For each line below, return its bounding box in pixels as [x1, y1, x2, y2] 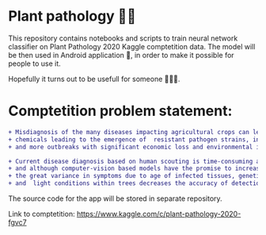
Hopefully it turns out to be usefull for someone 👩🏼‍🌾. [8, 74, 180, 83]
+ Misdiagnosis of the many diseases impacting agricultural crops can [8, 128, 249, 136]
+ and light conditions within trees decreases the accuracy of [8, 179, 228, 187]
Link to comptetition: [8, 210, 75, 218]
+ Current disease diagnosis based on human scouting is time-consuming [8, 157, 253, 165]
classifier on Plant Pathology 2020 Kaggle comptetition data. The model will [8, 41, 256, 51]
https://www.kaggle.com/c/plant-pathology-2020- [76, 210, 241, 218]
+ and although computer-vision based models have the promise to [8, 164, 232, 173]
